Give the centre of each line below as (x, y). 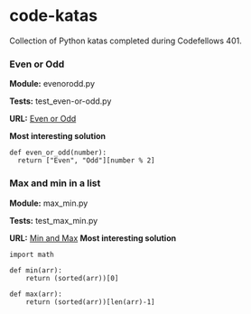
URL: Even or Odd (43, 119)
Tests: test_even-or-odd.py (60, 101)
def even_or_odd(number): (58, 153)
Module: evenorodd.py (52, 84)
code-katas (53, 16)
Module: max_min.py (49, 203)
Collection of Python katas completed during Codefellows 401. (125, 41)
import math (32, 254)
